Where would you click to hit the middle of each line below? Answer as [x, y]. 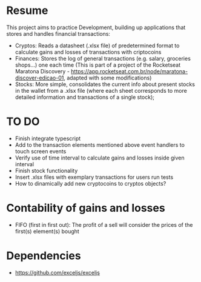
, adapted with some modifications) [107, 78]
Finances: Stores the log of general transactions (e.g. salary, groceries [103, 58]
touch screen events [41, 151]
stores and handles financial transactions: [58, 33]
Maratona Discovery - [42, 71]
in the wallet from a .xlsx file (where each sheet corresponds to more [101, 90]
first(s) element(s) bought [47, 231]
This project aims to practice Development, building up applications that [96, 27]
